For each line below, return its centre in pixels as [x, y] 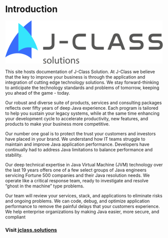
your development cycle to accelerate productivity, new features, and [77, 118]
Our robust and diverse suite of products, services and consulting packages [83, 102]
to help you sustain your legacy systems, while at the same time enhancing [82, 113]
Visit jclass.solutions [31, 230]
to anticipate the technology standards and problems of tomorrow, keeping [82, 87]
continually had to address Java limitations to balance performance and [79, 149]
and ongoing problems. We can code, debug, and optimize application [77, 201]
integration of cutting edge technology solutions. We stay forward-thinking [82, 82]
